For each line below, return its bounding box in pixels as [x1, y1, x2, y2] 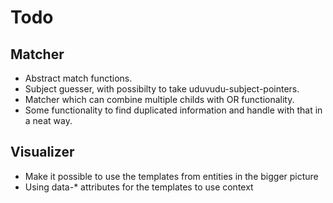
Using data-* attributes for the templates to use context [24, 181, 254, 193]
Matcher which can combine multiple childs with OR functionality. [24, 94, 295, 105]
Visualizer [10, 144, 75, 161]
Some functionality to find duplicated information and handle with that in [24, 104, 323, 116]
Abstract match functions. [24, 72, 133, 84]
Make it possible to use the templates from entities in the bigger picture [24, 170, 319, 182]
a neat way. [24, 115, 73, 126]
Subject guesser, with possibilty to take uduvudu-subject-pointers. [24, 83, 300, 95]
